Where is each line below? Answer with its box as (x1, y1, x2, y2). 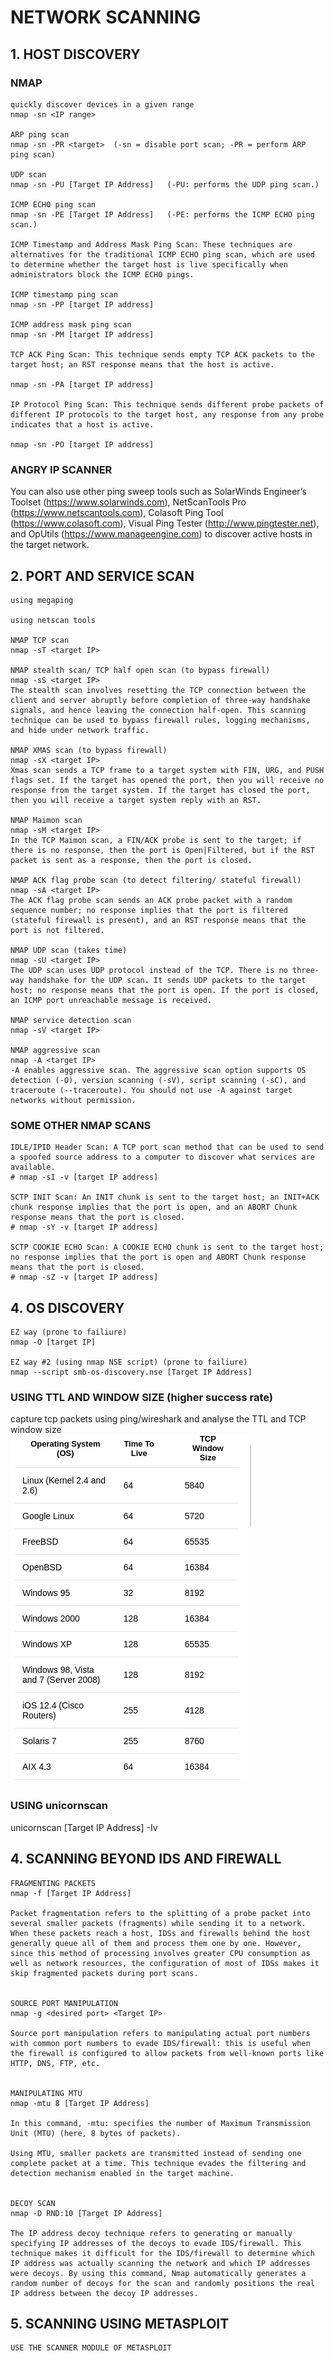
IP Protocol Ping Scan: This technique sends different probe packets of (10, 399, 325, 410)
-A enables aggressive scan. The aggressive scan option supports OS (10, 1065, 307, 1075)
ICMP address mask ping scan (10, 319, 132, 330)
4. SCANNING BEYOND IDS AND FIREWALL (10, 1851, 282, 1868)
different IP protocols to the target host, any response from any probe (10, 409, 325, 420)
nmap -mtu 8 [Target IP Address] (10, 2098, 150, 2108)
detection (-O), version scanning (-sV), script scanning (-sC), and (10, 1075, 307, 1085)
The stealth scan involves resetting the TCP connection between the (10, 685, 307, 695)
